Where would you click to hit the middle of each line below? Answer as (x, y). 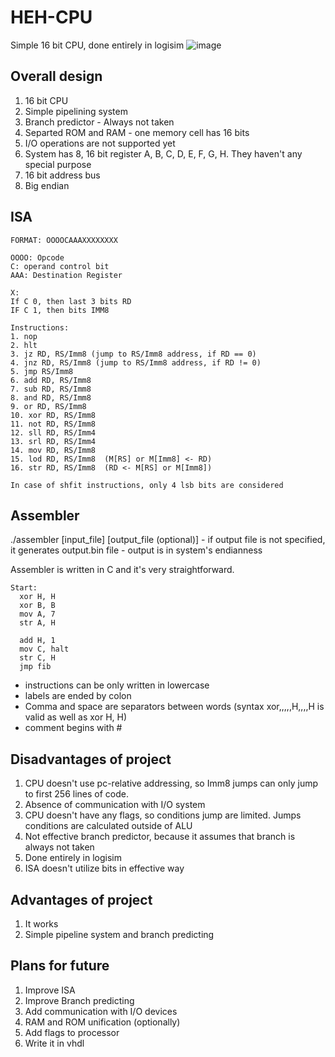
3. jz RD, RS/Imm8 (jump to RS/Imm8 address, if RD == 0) (133, 354)
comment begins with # (73, 728)
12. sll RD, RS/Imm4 (53, 432)
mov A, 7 (37, 614)
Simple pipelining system (76, 111)
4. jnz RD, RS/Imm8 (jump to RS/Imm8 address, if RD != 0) (136, 362)
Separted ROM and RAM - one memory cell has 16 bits (137, 132)
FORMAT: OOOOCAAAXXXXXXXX (64, 240)
